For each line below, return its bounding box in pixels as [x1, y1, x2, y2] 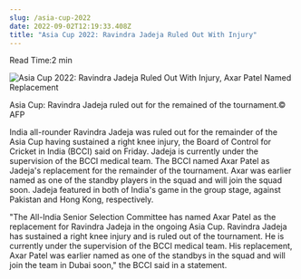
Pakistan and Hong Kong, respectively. [9, 194, 154, 205]
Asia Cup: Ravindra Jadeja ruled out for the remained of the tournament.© [9, 100, 286, 111]
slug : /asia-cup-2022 [9, 13, 92, 23]
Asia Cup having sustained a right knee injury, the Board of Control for [9, 137, 272, 148]
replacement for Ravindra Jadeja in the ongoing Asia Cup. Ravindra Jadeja [9, 221, 287, 232]
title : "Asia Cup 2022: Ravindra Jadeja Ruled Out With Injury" [9, 30, 257, 39]
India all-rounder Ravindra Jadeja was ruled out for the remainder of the [9, 127, 278, 138]
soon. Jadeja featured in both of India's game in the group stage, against [9, 185, 281, 196]
